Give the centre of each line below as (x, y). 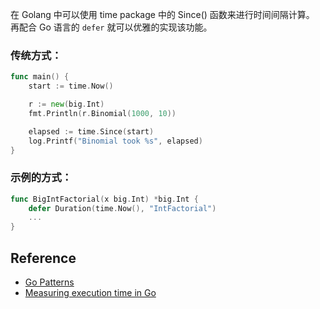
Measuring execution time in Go (90, 293)
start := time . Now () (71, 86)
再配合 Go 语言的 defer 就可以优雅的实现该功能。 (111, 27)
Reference (43, 258)
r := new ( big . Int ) (66, 104)
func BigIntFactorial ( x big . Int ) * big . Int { (104, 199)
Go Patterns (49, 282)
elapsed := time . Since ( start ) (91, 131)
